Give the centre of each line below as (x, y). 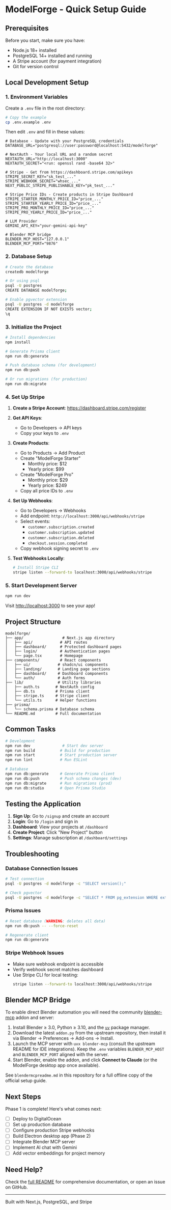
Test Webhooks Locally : (39, 558)
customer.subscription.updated (61, 533)
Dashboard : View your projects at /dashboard (60, 827)
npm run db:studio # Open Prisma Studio (55, 788)
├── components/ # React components (53, 660)
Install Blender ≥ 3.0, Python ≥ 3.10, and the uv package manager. (81, 1028)
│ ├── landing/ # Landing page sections (58, 669)
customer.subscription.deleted (61, 538)
